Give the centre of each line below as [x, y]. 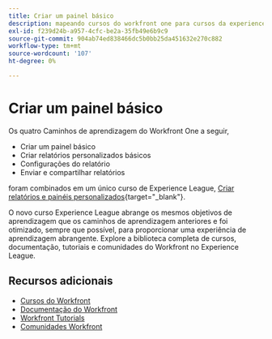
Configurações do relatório [65, 164]
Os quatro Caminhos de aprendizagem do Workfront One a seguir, [119, 131]
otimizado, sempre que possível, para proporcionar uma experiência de [127, 230]
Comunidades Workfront [61, 326]
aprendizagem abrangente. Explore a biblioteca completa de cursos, [123, 238]
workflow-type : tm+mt [45, 46]
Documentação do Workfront [69, 309]
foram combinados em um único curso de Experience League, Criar [121, 188]
